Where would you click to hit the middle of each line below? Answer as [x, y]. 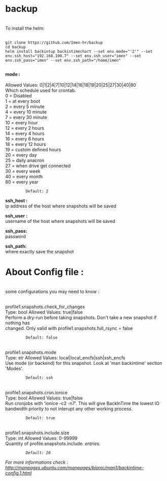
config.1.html [18, 473]
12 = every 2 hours [25, 128]
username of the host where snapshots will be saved [60, 221]
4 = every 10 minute [26, 112]
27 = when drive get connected [38, 166]
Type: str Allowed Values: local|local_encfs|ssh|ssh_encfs [65, 357]
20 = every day [21, 155]
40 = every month [24, 176]
